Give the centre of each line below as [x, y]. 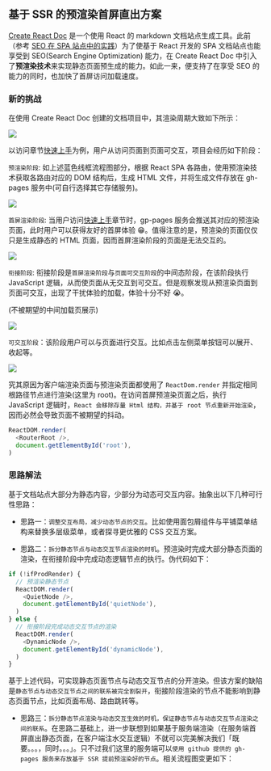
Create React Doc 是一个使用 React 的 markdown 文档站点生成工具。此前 [130, 36]
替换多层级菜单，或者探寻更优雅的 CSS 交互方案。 [118, 531]
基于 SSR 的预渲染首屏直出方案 [85, 15]
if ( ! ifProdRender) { [45, 574]
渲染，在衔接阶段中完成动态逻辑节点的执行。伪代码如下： [115, 558]
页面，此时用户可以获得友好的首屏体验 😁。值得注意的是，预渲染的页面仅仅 [133, 230]
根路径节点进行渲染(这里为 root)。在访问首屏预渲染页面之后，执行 [118, 395]
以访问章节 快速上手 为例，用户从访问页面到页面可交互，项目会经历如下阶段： [135, 150]
